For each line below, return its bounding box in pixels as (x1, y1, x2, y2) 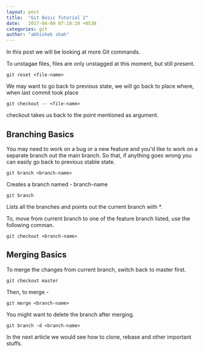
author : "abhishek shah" (6, 32, 69, 38)
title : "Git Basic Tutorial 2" (6, 15, 88, 21)
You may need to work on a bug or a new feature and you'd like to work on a (6, 145, 198, 152)
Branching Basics (6, 129, 74, 139)
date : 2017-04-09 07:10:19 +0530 (6, 20, 97, 26)
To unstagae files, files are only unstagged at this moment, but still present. (6, 60, 195, 68)
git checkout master (6, 278, 59, 284)
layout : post (6, 9, 40, 15)
